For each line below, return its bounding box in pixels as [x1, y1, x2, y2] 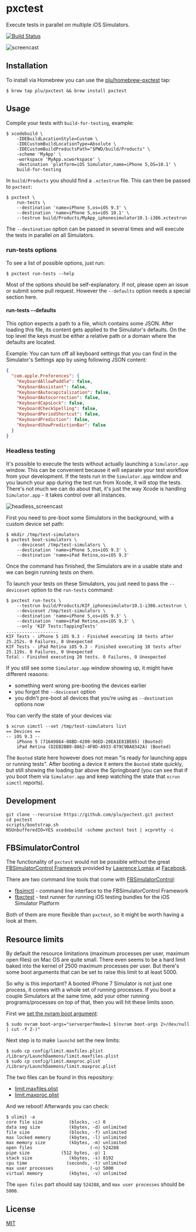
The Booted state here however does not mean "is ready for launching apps [6, 754, 187, 761]
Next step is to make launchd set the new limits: [6, 1037, 121, 1044]
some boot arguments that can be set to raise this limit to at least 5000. [6, 969, 178, 976]
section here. [6, 293, 38, 300]
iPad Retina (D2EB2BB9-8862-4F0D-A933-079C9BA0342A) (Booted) [16, 744, 171, 749]
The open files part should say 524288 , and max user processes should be [6, 1181, 185, 1188]
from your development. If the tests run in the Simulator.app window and [6, 473, 181, 480]
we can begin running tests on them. [6, 568, 95, 576]
